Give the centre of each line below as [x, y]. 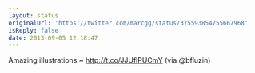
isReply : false [34, 30]
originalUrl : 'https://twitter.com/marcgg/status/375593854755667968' [128, 23]
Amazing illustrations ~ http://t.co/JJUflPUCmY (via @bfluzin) [110, 60]
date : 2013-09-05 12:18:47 [53, 38]
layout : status [34, 15]
